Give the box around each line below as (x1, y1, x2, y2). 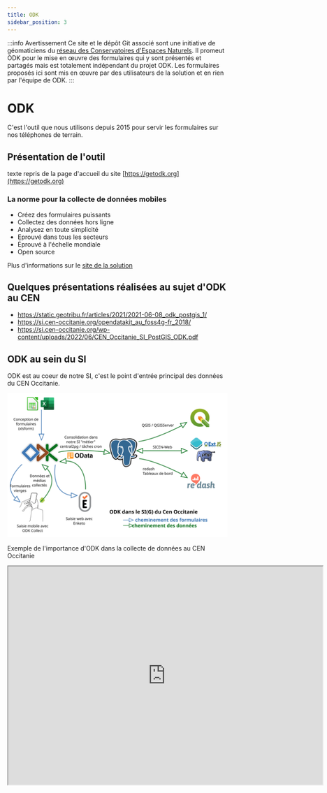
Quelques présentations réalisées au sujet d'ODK (7, 281, 226, 293)
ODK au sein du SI (7, 353, 87, 365)
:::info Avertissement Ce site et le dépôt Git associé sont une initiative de (7, 38, 216, 47)
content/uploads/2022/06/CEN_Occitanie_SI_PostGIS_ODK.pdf (17, 333, 198, 342)
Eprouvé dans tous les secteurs (17, 233, 108, 241)
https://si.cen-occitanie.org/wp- (17, 326, 110, 334)
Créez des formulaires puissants (17, 210, 111, 219)
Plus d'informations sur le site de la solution (7, 261, 133, 269)
